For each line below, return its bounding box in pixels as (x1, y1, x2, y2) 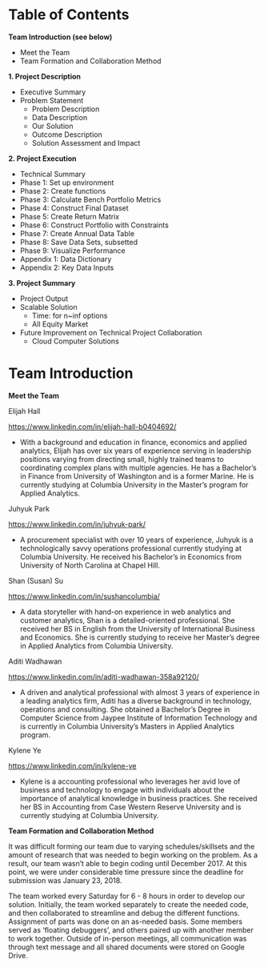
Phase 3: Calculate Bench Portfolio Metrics (19, 195, 162, 204)
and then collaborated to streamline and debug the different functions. (8, 908, 240, 917)
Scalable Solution (19, 302, 78, 311)
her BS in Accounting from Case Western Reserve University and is (19, 802, 242, 812)
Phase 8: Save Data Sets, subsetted (19, 237, 138, 247)
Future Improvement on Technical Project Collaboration (19, 327, 202, 337)
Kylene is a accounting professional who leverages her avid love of (19, 776, 241, 786)
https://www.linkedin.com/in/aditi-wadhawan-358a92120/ (8, 672, 200, 681)
